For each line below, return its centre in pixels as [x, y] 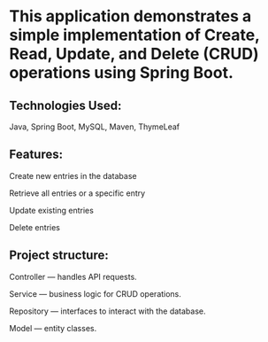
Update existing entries [52, 210]
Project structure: [59, 256]
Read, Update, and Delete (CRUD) [134, 54]
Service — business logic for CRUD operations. [95, 293]
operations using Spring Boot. [122, 73]
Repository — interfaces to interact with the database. [107, 311]
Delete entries [34, 227]
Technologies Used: [65, 105]
